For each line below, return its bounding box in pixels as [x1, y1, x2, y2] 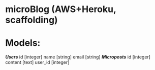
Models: [5, 37, 41, 49]
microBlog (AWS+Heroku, [5, 4, 116, 15]
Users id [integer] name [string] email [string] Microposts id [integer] [5, 54, 151, 60]
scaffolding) [5, 14, 58, 26]
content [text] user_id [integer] [5, 59, 70, 65]
